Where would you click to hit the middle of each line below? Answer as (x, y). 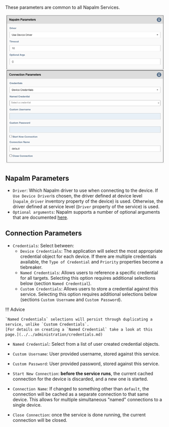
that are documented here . (40, 217)
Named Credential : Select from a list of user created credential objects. (86, 344)
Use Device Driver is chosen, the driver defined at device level (77, 195)
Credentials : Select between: (43, 245)
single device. (27, 405)
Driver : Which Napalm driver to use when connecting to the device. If (85, 190)
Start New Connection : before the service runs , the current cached (83, 373)
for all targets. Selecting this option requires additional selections (88, 278)
